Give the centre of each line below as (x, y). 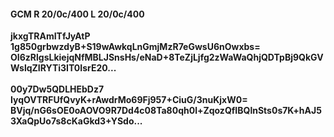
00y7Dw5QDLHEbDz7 (57, 89)
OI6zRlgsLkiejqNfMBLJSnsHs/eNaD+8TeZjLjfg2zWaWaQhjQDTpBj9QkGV (167, 57)
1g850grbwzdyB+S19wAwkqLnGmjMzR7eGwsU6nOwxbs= (135, 47)
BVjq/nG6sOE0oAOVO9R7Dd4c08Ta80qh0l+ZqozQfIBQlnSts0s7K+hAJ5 (166, 111)
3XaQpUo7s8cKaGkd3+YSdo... (76, 121)
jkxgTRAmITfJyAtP (50, 36)
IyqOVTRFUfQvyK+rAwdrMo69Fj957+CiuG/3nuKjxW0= (129, 100)
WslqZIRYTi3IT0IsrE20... (63, 68)
